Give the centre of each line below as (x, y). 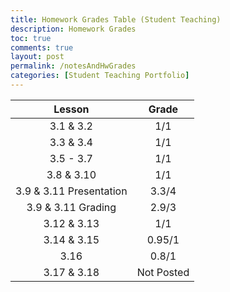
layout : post (37, 57)
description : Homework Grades (73, 29)
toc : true (31, 38)
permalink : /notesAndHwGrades (73, 66)
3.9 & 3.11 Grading (71, 207)
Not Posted (163, 272)
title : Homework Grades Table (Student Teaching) (116, 19)
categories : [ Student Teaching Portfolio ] (100, 76)
